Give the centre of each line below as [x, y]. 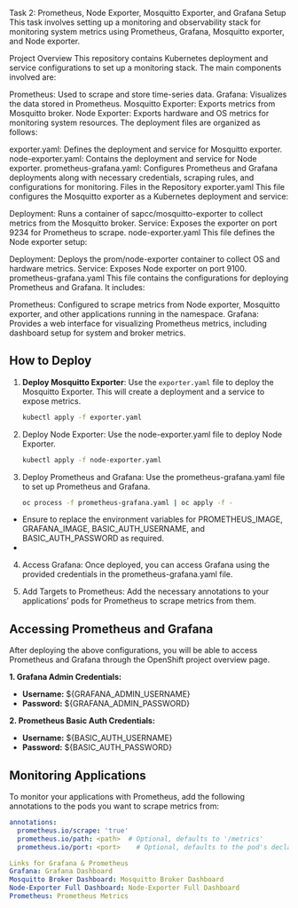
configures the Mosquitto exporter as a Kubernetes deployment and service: [149, 196]
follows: [24, 132]
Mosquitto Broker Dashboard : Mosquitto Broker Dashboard [117, 880]
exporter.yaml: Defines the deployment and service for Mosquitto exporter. [146, 149]
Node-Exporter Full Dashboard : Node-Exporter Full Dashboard [125, 888]
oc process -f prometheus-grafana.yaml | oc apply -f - [127, 502]
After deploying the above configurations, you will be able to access [133, 651]
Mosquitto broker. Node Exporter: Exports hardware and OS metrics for [139, 113]
